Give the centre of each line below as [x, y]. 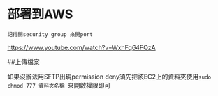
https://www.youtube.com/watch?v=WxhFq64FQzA [81, 47]
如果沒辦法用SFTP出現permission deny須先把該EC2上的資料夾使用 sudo [109, 77]
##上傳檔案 [23, 62]
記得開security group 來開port [50, 34]
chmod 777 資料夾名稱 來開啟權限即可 [59, 85]
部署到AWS [40, 14]
